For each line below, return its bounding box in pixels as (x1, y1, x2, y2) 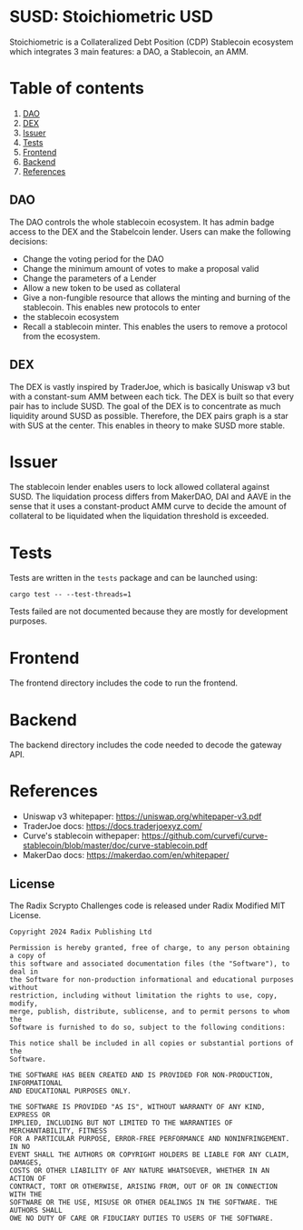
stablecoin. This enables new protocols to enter (22, 302, 201, 313)
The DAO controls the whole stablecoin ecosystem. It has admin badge (9, 216, 275, 227)
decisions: (9, 235, 48, 246)
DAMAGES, (9, 1158, 43, 1167)
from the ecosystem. (22, 330, 101, 342)
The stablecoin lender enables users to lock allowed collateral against (9, 482, 270, 493)
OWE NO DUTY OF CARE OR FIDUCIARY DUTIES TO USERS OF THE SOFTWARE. (9, 1214, 274, 1223)
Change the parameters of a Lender (22, 273, 157, 284)
